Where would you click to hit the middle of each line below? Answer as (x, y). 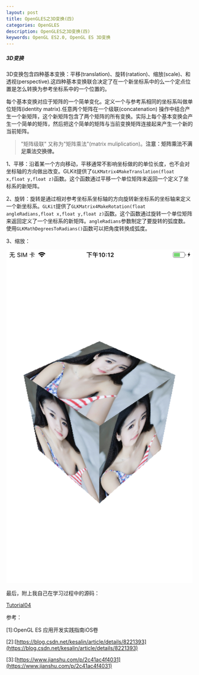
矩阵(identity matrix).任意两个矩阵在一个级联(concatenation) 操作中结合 (98, 109)
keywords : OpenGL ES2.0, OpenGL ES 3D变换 (58, 38)
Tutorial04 (19, 605)
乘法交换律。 (41, 151)
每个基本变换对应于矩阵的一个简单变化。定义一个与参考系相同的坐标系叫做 (97, 102)
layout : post (22, 12)
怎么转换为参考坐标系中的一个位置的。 (63, 89)
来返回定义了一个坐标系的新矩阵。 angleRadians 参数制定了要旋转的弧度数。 (97, 221)
